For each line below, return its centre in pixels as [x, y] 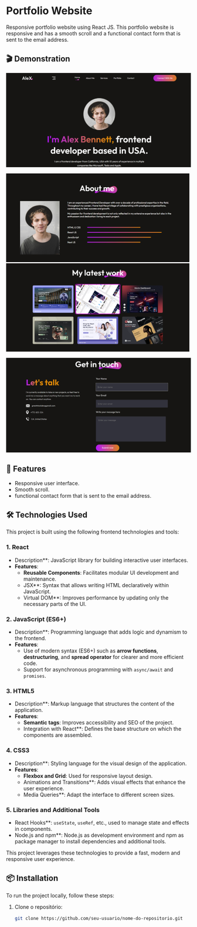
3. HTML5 [20, 691]
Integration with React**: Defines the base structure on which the [102, 729]
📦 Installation [32, 878]
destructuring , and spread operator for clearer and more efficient [103, 657]
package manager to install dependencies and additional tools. [90, 841]
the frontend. [30, 638]
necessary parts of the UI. [55, 604]
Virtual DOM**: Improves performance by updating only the [96, 597]
